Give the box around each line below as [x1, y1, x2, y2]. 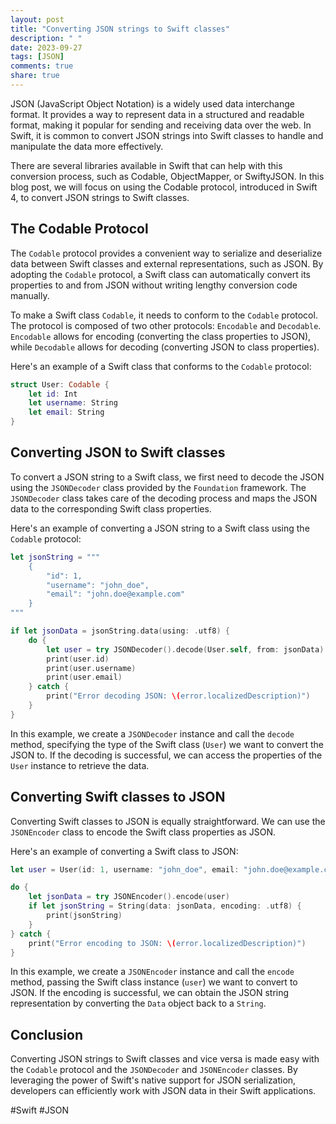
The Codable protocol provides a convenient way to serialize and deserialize [10, 247, 323, 259]
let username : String [28, 398, 118, 408]
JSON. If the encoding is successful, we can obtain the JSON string [10, 987, 290, 999]
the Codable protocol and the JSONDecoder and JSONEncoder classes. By [10, 1064, 298, 1076]
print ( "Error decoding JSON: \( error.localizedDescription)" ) [46, 691, 311, 701]
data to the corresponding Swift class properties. [10, 502, 212, 515]
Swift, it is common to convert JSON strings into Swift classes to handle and [10, 129, 324, 141]
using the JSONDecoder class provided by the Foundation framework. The [10, 481, 307, 493]
